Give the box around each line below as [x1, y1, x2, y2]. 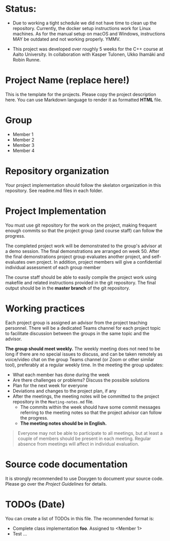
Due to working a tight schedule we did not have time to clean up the [12, 20, 157, 26]
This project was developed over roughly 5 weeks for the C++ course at [12, 46, 163, 52]
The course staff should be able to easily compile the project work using [5, 274, 157, 280]
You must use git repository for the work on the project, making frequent [5, 222, 157, 228]
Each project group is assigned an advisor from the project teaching [5, 320, 148, 326]
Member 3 [12, 142, 35, 148]
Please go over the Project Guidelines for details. [5, 481, 108, 487]
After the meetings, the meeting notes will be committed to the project [12, 393, 159, 399]
